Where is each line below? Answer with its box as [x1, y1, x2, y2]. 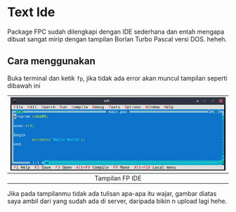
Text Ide [7, 4, 55, 20]
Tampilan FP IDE [94, 173, 142, 183]
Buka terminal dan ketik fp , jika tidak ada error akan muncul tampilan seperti [7, 74, 228, 82]
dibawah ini [7, 81, 41, 90]
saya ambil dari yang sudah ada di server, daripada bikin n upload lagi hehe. [7, 197, 228, 206]
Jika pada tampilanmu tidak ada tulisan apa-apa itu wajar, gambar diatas [7, 190, 217, 198]
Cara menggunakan [7, 55, 96, 67]
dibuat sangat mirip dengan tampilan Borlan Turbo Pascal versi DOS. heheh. [7, 34, 227, 43]
